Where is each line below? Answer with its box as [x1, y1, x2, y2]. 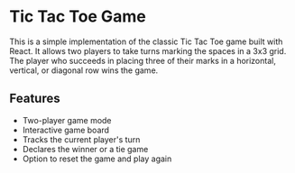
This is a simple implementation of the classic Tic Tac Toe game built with [9, 36, 283, 47]
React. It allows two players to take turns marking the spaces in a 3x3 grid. [9, 45, 287, 56]
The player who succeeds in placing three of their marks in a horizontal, [9, 55, 277, 66]
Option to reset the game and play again [22, 153, 172, 164]
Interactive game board [22, 124, 110, 135]
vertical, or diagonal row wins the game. [9, 65, 159, 76]
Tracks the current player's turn [22, 133, 141, 145]
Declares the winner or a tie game [22, 143, 149, 154]
